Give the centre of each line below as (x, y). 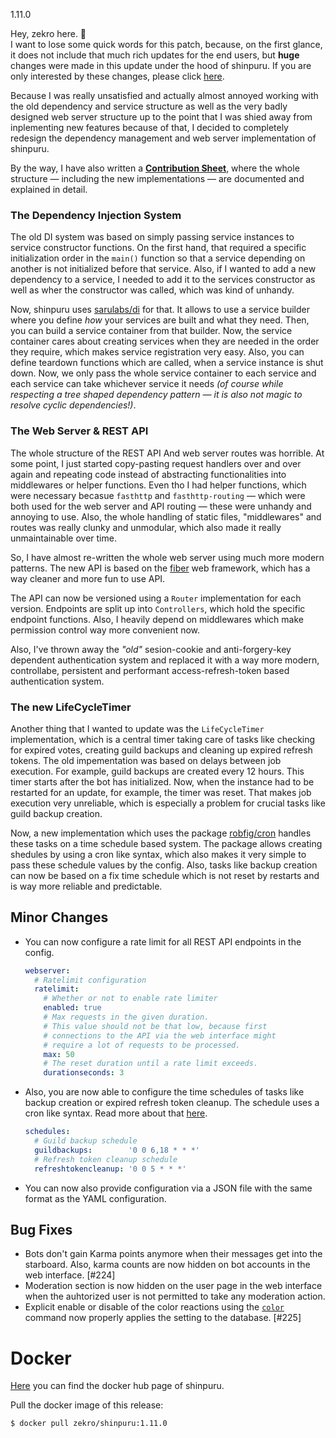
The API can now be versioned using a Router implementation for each (156, 598)
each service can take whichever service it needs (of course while (147, 384)
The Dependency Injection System (96, 215)
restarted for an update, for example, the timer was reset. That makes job (161, 792)
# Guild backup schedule (86, 1141)
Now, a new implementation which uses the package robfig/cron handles (161, 833)
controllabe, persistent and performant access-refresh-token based (150, 670)
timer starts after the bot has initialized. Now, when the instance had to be (162, 781)
